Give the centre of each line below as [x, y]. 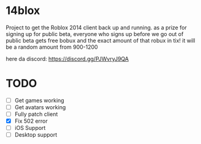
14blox [23, 11]
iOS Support [30, 128]
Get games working [40, 100]
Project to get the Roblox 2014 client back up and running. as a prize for [97, 27]
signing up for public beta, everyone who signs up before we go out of [95, 34]
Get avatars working [40, 107]
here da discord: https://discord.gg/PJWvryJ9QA [67, 59]
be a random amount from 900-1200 [52, 47]
